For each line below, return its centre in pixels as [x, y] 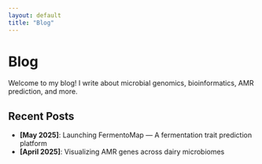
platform [33, 144]
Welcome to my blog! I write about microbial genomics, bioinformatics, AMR [131, 83]
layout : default [35, 15]
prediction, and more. [43, 92]
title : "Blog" [31, 23]
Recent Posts [41, 116]
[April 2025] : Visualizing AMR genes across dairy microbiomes [122, 152]
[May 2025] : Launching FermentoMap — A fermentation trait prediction [136, 135]
